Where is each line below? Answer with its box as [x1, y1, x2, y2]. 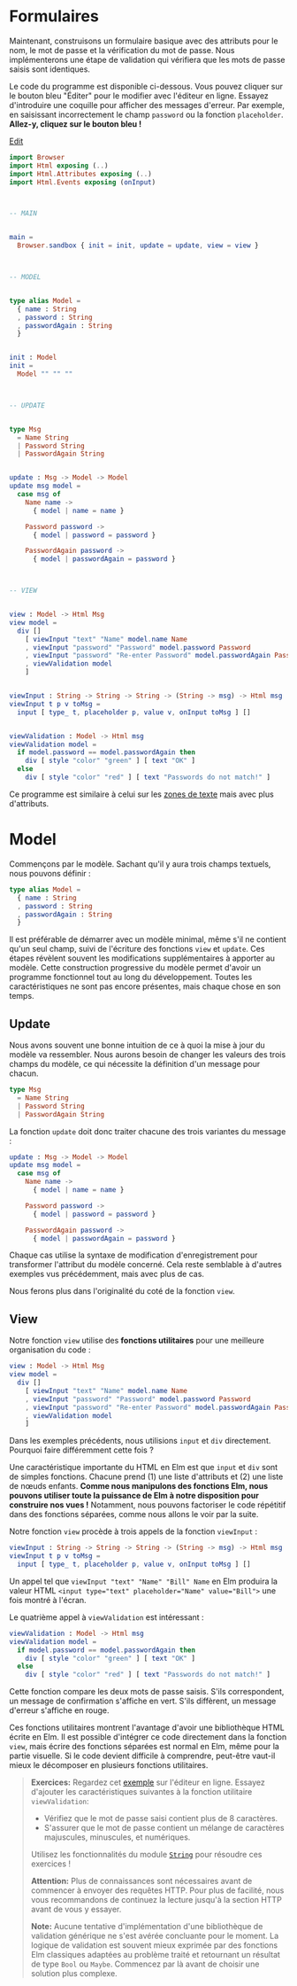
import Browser [9, 152, 65, 161]
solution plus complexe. [30, 1968, 118, 1979]
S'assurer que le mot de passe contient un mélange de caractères [43, 1823, 285, 1834]
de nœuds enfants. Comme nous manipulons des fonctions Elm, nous [9, 1481, 268, 1491]
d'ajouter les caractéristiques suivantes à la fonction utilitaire [30, 1787, 253, 1797]
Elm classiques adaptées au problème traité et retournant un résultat [30, 1950, 281, 1960]
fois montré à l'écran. [9, 1594, 87, 1605]
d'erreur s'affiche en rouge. [9, 1705, 110, 1716]
